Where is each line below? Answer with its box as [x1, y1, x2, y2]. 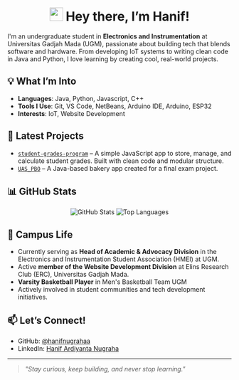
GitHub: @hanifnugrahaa [17, 337, 91, 345]
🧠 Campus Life [7, 228, 73, 241]
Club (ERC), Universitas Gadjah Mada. [17, 270, 129, 279]
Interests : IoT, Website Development [17, 109, 126, 117]
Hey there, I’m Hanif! [65, 9, 190, 25]
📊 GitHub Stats [7, 185, 77, 197]
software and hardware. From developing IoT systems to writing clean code [7, 47, 229, 56]
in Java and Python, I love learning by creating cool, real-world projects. [7, 54, 219, 63]
